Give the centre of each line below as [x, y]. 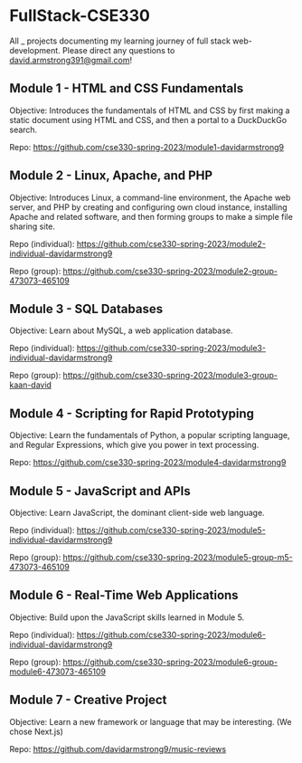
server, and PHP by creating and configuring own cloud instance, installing [148, 207]
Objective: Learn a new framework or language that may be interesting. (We [151, 721]
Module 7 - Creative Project [88, 700]
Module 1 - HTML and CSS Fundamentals [127, 88]
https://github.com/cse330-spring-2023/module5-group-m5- [178, 557]
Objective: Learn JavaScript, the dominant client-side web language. [137, 513]
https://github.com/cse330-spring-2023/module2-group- [170, 271]
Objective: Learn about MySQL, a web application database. [121, 330]
